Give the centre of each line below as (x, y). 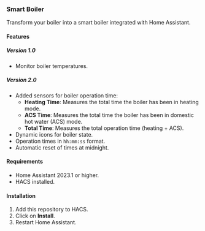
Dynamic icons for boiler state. (54, 134)
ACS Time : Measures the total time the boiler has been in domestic (109, 115)
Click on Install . (35, 216)
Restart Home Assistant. (46, 222)
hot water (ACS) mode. (53, 121)
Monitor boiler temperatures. (51, 66)
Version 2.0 (21, 80)
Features (18, 36)
